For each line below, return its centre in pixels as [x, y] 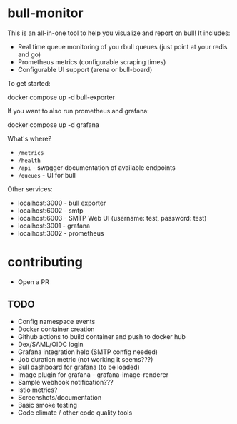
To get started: [29, 83]
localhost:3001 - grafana [54, 226]
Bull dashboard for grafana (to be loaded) [79, 367]
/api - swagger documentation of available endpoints [97, 167]
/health [29, 161]
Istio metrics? [37, 390]
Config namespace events [56, 321]
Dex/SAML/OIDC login [50, 344]
